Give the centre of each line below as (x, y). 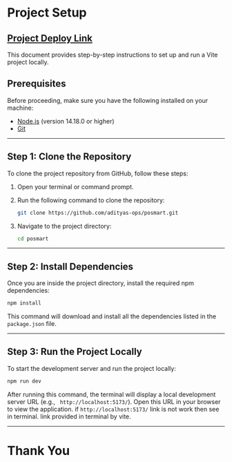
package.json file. (32, 324)
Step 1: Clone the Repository (69, 157)
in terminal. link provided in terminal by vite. (69, 416)
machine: (20, 108)
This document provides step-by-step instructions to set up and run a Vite (113, 55)
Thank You (39, 451)
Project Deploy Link (50, 38)
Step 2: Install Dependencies (70, 266)
